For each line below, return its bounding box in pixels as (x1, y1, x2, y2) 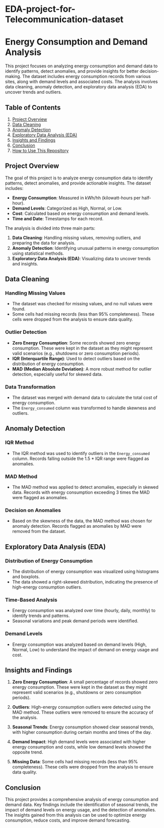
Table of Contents (5, 103, 61, 111)
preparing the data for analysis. (12, 240, 76, 246)
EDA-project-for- (5, 3, 76, 15)
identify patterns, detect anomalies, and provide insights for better (5, 68, 139, 74)
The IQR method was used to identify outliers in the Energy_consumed (12, 450, 150, 456)
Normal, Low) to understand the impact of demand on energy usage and (12, 646, 159, 652)
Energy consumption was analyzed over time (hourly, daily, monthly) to (12, 608, 156, 614)
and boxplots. (12, 574, 40, 580)
